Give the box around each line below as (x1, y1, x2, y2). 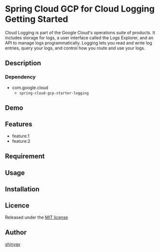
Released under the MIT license (5, 214, 69, 220)
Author (5, 228, 27, 237)
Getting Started (5, 14, 69, 25)
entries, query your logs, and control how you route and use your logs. (5, 45, 145, 51)
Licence (5, 202, 30, 210)
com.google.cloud (12, 85, 48, 90)
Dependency (5, 74, 36, 80)
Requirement (5, 152, 45, 161)
